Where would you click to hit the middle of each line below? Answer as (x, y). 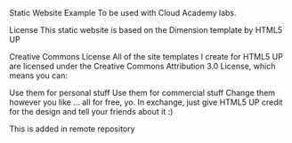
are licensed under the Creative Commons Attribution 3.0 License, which (142, 66)
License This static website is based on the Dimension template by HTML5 (146, 30)
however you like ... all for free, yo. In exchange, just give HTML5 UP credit (146, 102)
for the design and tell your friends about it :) (91, 111)
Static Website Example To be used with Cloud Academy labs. (123, 13)
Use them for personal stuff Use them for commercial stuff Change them (142, 93)
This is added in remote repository (72, 129)
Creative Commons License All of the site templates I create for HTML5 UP (146, 56)
